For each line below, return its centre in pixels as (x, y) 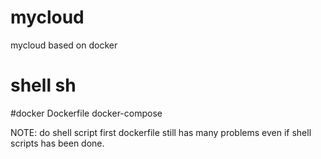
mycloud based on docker (64, 45)
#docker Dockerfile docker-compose (86, 113)
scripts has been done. (57, 143)
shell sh (43, 85)
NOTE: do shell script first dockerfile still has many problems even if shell (161, 132)
